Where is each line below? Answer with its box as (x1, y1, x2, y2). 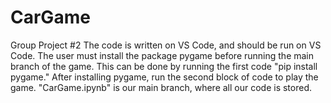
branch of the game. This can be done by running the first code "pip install (10, 60, 318, 72)
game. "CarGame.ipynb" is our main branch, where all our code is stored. (10, 81, 313, 93)
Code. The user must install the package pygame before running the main (10, 49, 315, 61)
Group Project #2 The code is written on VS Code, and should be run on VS (10, 39, 322, 51)
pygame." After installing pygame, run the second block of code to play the (10, 71, 319, 83)
